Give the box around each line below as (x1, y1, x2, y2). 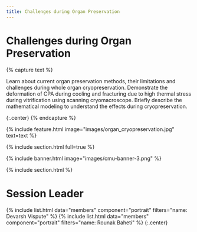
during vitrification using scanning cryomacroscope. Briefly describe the (6, 96, 182, 103)
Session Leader (6, 187, 84, 200)
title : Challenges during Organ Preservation (6, 8, 120, 15)
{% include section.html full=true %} (6, 143, 95, 151)
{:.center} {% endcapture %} (6, 114, 77, 121)
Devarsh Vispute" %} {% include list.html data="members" (6, 213, 149, 220)
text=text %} (6, 132, 37, 139)
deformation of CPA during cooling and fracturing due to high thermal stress (6, 90, 192, 97)
